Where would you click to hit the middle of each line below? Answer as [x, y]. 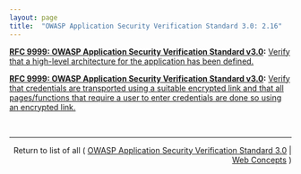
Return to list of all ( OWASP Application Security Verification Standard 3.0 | [152, 150]
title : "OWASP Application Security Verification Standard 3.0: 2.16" [146, 26]
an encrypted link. [43, 107]
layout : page [34, 17]
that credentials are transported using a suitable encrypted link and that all [146, 88]
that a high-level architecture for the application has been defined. [132, 61]
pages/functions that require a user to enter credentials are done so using [146, 97]
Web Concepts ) [262, 160]
